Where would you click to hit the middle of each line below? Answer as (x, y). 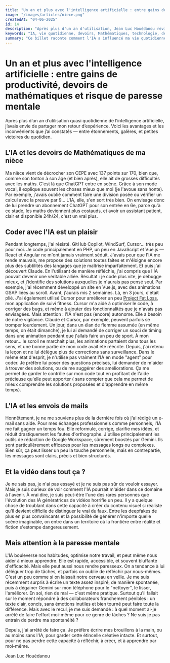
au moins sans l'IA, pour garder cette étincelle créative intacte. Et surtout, (82, 635)
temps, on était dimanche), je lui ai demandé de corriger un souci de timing (83, 330)
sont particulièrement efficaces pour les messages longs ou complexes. (80, 445)
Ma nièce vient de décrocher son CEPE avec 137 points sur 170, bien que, (82, 173)
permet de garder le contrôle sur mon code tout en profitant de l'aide (77, 374)
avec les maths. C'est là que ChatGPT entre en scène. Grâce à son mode (81, 184)
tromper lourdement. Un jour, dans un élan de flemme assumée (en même (82, 325)
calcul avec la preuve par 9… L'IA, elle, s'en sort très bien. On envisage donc (85, 200)
